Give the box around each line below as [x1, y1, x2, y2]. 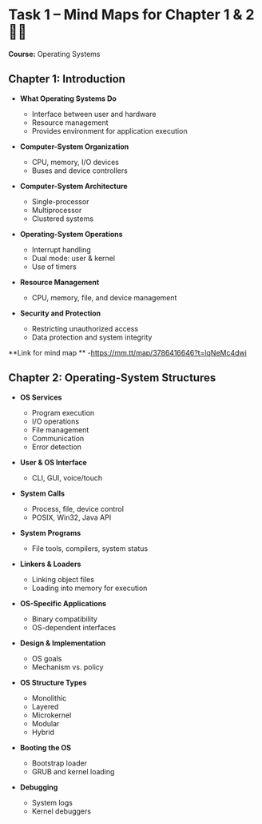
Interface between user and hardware [31, 109, 157, 119]
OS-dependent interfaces [31, 622, 117, 632]
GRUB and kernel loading [31, 766, 115, 776]
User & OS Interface [19, 457, 88, 467]
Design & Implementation [19, 638, 106, 648]
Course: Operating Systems [8, 49, 101, 58]
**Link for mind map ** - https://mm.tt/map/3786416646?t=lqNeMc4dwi [8, 348, 248, 357]
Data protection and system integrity [31, 332, 153, 342]
